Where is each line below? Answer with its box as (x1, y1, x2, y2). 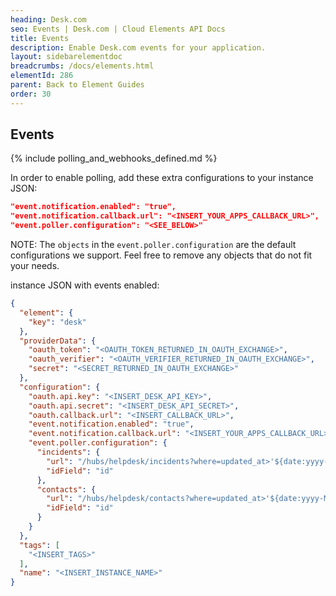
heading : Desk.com (10, 14, 87, 25)
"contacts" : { (36, 484, 97, 495)
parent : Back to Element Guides (10, 80, 145, 90)
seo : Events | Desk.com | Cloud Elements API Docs (10, 24, 226, 34)
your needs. (10, 260, 60, 272)
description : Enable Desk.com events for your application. (10, 42, 267, 53)
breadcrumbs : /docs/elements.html (10, 61, 155, 71)
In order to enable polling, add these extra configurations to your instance (10, 172, 314, 184)
